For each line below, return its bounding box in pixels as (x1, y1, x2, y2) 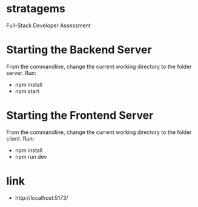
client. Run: (6, 135, 35, 142)
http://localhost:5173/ (15, 194, 68, 201)
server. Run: (6, 69, 36, 77)
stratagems (6, 2, 65, 16)
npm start (15, 87, 39, 95)
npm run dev (15, 153, 47, 160)
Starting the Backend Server (6, 43, 153, 57)
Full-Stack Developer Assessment (6, 22, 91, 29)
